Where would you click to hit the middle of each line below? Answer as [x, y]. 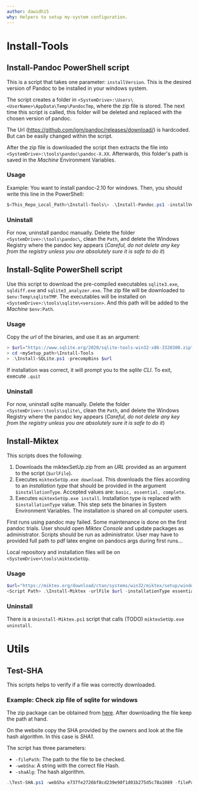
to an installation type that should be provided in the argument [91, 485]
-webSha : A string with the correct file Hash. [67, 766]
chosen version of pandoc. [39, 118]
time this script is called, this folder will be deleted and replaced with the [94, 112]
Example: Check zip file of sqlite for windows [72, 700]
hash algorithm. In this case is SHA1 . [51, 737]
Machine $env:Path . [31, 309]
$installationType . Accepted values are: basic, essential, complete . [100, 492]
